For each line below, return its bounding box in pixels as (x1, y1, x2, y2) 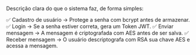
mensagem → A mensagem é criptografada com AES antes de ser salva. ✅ (6, 29, 189, 36)
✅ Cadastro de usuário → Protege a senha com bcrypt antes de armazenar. (6, 16, 190, 23)
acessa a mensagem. (6, 42, 58, 49)
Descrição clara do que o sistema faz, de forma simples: (6, 5, 144, 12)
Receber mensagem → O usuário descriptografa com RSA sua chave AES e (6, 36, 191, 43)
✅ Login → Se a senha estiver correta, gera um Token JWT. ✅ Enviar (6, 23, 173, 30)
